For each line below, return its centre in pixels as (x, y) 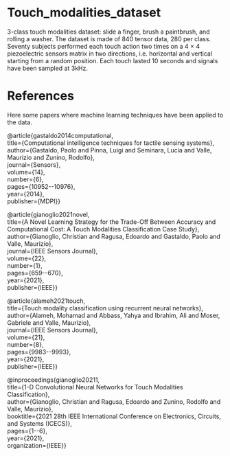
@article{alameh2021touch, (46, 301)
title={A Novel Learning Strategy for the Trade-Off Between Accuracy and (112, 222)
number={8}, (25, 344)
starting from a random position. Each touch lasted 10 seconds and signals (113, 60)
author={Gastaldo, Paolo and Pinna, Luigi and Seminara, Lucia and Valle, (110, 150)
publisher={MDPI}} (34, 201)
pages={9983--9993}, (39, 352)
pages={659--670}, (35, 273)
